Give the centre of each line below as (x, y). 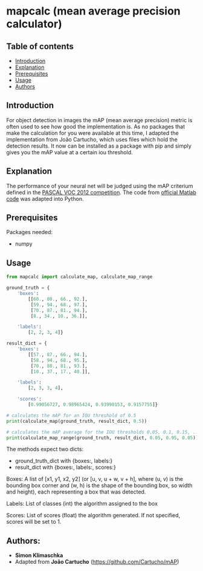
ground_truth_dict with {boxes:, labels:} (64, 461)
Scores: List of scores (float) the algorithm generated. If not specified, (93, 515)
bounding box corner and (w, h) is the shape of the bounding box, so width (99, 486)
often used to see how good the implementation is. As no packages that (96, 126)
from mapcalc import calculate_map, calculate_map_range (79, 277)
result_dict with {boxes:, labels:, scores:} (65, 468)
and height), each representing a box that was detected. (76, 492)
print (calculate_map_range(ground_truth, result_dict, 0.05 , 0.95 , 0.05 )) (102, 438)
